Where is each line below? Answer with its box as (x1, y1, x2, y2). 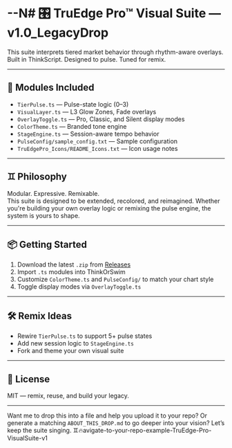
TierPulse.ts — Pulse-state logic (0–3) (17, 100, 129, 108)
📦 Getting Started (7, 238, 88, 250)
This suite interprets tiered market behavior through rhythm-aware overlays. (7, 48, 224, 56)
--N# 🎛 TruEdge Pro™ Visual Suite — (7, 6, 221, 21)
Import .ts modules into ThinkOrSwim (17, 268, 126, 276)
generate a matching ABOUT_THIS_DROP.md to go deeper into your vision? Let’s (7, 419, 225, 427)
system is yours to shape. (7, 211, 81, 219)
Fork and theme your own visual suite (17, 347, 124, 355)
